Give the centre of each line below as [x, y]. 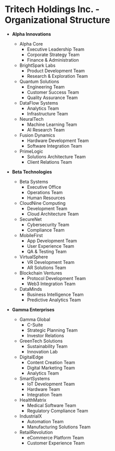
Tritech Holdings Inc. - [52, 9]
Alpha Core [31, 43]
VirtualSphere [34, 257]
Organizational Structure [57, 20]
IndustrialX [31, 416]
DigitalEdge [31, 357]
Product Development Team [56, 71]
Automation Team [45, 421]
